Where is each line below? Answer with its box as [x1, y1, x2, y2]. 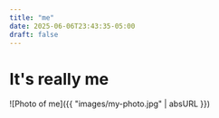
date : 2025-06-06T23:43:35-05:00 [9, 22, 136, 31]
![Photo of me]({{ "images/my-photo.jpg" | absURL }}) [9, 98, 211, 109]
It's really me [9, 68, 109, 89]
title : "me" [9, 13, 54, 23]
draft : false [9, 30, 59, 39]
